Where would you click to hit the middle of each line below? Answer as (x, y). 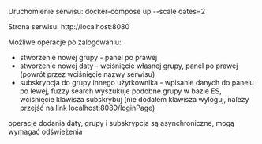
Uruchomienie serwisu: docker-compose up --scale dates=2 (107, 11)
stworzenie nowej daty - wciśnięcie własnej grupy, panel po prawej (129, 66)
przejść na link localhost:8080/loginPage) (87, 108)
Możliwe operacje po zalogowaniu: (65, 42)
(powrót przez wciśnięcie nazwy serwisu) (87, 74)
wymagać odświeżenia (45, 131)
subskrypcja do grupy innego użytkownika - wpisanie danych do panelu (137, 83)
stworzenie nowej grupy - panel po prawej (88, 57)
